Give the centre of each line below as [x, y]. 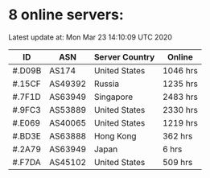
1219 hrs [180, 122]
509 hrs [177, 162]
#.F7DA [27, 162]
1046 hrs [180, 70]
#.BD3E [27, 136]
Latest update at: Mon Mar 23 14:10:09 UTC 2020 [91, 37]
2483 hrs [180, 97]
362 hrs [177, 136]
